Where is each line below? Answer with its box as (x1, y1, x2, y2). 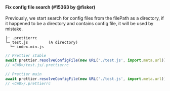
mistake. (5, 26, 23, 32)
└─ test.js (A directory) (5, 40, 78, 45)
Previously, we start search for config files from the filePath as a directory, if (5, 15, 164, 21)
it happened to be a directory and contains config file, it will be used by (5, 21, 154, 27)
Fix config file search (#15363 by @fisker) (5, 4, 96, 10)
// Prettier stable (5, 53, 47, 58)
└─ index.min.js (10, 44, 44, 50)
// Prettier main (5, 71, 42, 76)
